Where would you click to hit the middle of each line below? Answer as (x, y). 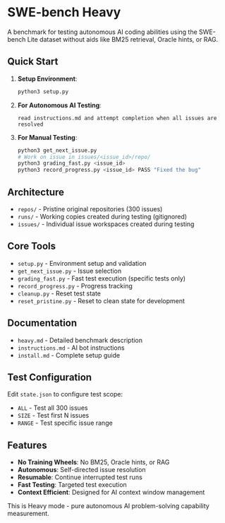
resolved (30, 124)
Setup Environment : (47, 78)
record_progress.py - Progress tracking (75, 286)
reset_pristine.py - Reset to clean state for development (101, 300)
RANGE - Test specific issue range (65, 423)
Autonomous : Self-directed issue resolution (81, 470)
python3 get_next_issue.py (57, 150)
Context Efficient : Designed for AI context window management (111, 493)
